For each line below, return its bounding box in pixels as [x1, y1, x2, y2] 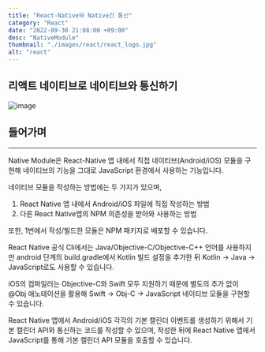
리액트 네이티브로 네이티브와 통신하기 [8, 80, 178, 93]
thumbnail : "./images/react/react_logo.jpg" [8, 41, 157, 49]
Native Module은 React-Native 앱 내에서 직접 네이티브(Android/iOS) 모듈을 [8, 155, 243, 165]
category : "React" [8, 19, 69, 27]
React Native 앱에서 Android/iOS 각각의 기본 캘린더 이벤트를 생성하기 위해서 [8, 315, 244, 324]
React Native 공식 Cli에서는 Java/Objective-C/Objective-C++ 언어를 [8, 242, 225, 252]
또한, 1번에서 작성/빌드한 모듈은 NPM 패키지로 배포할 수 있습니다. [8, 226, 208, 235]
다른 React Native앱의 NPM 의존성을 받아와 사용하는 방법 [19, 208, 197, 218]
